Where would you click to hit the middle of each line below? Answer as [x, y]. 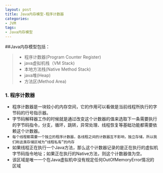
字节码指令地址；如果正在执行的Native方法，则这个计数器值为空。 [78, 154]
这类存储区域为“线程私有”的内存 [47, 142]
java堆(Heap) [37, 75]
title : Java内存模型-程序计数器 [35, 14]
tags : [10, 28]
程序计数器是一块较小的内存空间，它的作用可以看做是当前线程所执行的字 [84, 107]
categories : [17, 19]
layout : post [18, 10]
